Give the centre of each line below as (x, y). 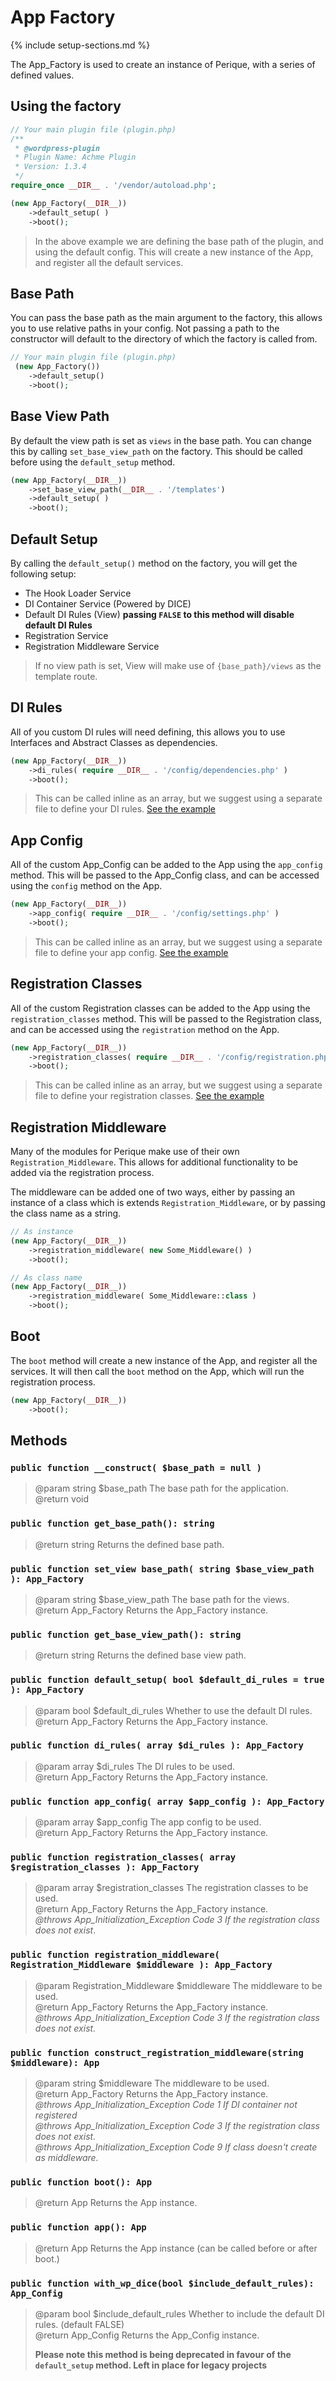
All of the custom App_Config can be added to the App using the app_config (166, 865)
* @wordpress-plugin (57, 148)
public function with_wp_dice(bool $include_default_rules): (162, 2283)
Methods (39, 1441)
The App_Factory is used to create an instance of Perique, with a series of (163, 64)
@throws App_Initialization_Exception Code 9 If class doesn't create (176, 2147)
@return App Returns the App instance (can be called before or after (176, 2248)
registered (56, 2115)
